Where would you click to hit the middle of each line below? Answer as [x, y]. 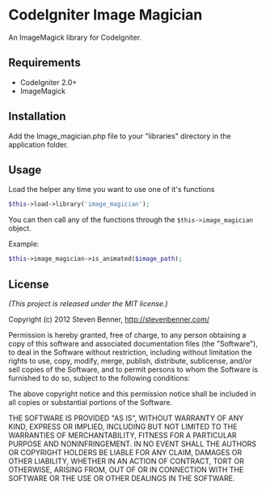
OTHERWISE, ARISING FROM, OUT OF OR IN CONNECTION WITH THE [126, 469]
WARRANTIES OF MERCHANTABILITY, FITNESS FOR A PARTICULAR [122, 435]
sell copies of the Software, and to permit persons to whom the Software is [133, 369]
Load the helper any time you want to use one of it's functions [112, 190]
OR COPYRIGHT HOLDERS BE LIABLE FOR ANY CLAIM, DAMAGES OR [125, 452]
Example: [24, 244]
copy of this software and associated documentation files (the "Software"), [133, 343]
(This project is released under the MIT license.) [88, 303]
